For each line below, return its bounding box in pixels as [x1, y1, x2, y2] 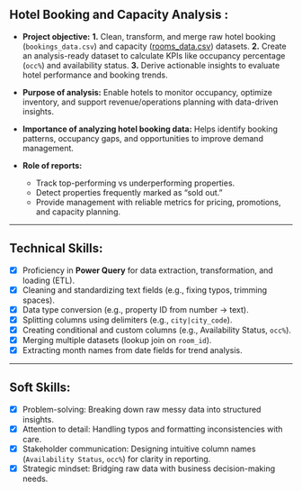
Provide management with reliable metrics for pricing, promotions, [35, 196, 281, 207]
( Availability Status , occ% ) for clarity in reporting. [22, 454, 211, 465]
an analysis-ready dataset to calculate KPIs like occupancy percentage [22, 50, 286, 61]
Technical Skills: [9, 241, 103, 256]
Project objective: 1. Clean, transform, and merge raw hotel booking [22, 31, 276, 41]
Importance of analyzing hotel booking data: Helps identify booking [22, 123, 279, 134]
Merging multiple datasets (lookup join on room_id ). [22, 334, 212, 345]
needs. [22, 473, 49, 485]
